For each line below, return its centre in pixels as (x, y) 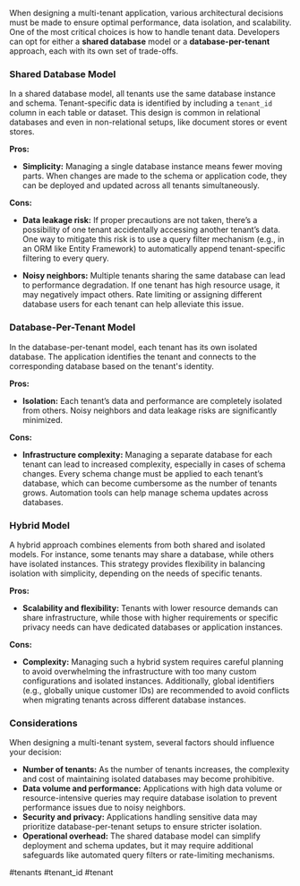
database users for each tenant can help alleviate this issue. (133, 305)
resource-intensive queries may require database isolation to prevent (150, 798)
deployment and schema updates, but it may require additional (137, 846)
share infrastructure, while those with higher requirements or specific (150, 617)
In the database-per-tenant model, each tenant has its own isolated (133, 347)
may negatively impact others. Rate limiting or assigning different (142, 295)
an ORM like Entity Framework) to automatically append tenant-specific (154, 249)
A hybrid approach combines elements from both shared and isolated (137, 545)
